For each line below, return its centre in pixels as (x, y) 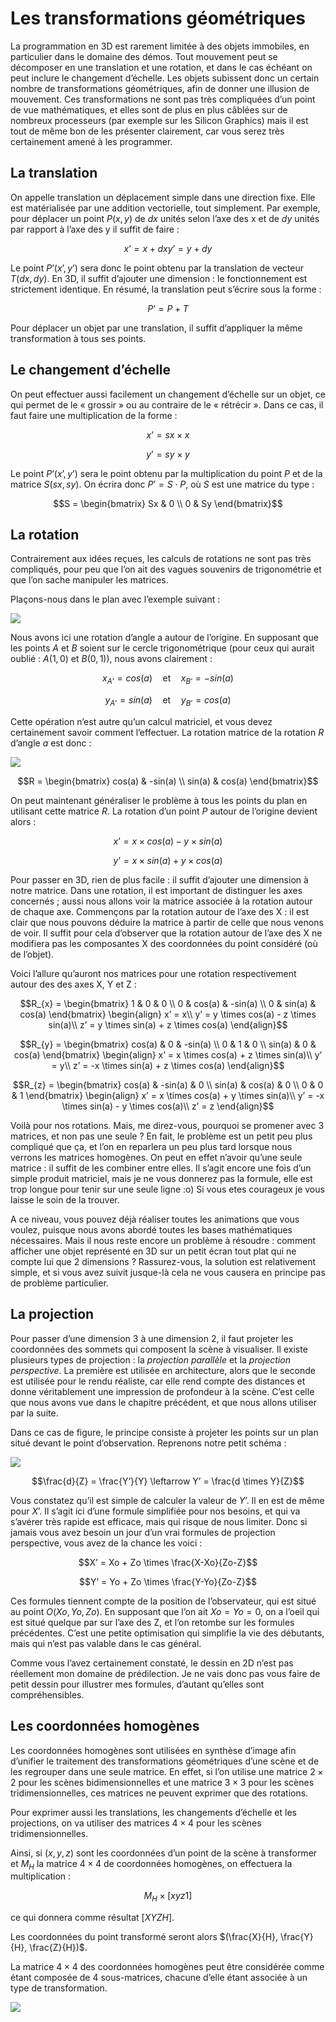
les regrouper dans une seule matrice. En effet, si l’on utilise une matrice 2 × (167, 1771)
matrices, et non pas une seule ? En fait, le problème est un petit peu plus (161, 1136)
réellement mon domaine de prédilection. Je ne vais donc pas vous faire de (165, 1673)
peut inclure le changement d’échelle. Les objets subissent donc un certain (165, 78)
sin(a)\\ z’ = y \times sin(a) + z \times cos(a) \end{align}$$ (168, 1024)
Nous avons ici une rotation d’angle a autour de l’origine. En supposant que (164, 638)
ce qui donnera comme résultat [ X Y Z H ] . (92, 1918)
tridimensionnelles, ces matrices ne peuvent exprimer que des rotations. (159, 1793)
